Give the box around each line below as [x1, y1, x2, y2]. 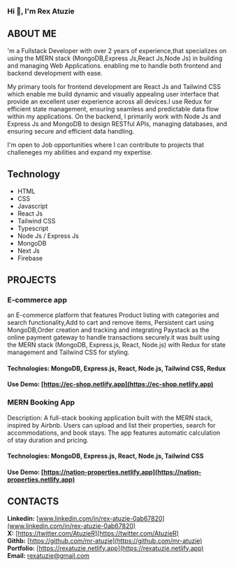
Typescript [17, 224, 49, 232]
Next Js [17, 246, 41, 255]
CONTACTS [7, 496, 59, 507]
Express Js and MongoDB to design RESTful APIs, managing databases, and [7, 119, 228, 128]
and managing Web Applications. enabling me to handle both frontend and [7, 61, 221, 69]
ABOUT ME [7, 28, 57, 40]
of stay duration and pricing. [7, 435, 89, 444]
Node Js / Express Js [17, 231, 79, 240]
